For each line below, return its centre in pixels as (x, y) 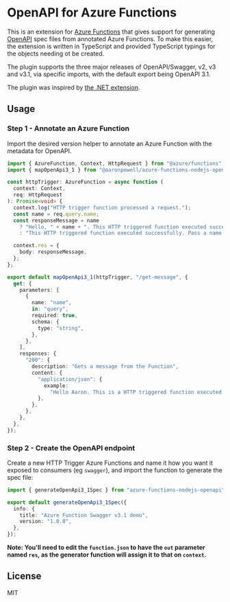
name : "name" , (52, 303)
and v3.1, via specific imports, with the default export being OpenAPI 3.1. (109, 74)
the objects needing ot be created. (56, 54)
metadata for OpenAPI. (39, 151)
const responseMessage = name (56, 220)
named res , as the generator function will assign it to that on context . (107, 555)
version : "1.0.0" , (46, 522)
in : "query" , (50, 309)
